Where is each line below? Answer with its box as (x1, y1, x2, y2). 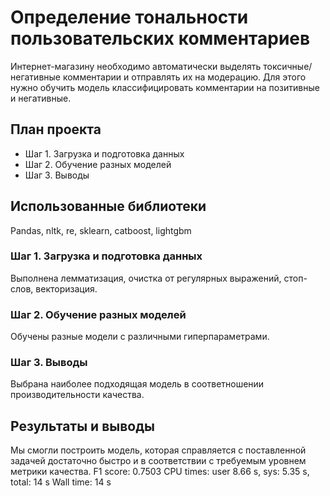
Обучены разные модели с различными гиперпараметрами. (10, 331, 270, 343)
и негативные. (10, 92, 72, 104)
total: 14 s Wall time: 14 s (10, 476, 112, 488)
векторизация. (35, 282, 98, 295)
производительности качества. (10, 389, 145, 401)
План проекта (10, 121, 102, 138)
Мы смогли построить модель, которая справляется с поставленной (10, 444, 307, 456)
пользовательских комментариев (10, 27, 311, 50)
